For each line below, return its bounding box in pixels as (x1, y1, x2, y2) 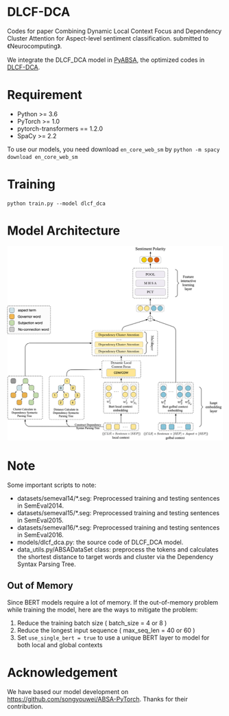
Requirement (7, 87, 82, 103)
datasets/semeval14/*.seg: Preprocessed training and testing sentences (16, 495, 220, 502)
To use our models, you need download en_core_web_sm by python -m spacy (7, 145, 220, 153)
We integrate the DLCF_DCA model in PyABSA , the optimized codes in (7, 56, 205, 64)
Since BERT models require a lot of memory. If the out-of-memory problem (7, 598, 219, 606)
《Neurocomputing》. (7, 42, 62, 50)
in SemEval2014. (16, 501, 64, 510)
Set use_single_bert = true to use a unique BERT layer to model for (16, 633, 210, 642)
